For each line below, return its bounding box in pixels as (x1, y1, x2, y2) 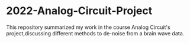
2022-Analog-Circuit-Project (6, 4, 153, 18)
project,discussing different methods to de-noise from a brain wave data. (6, 29, 185, 37)
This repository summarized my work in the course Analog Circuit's (6, 24, 170, 31)
